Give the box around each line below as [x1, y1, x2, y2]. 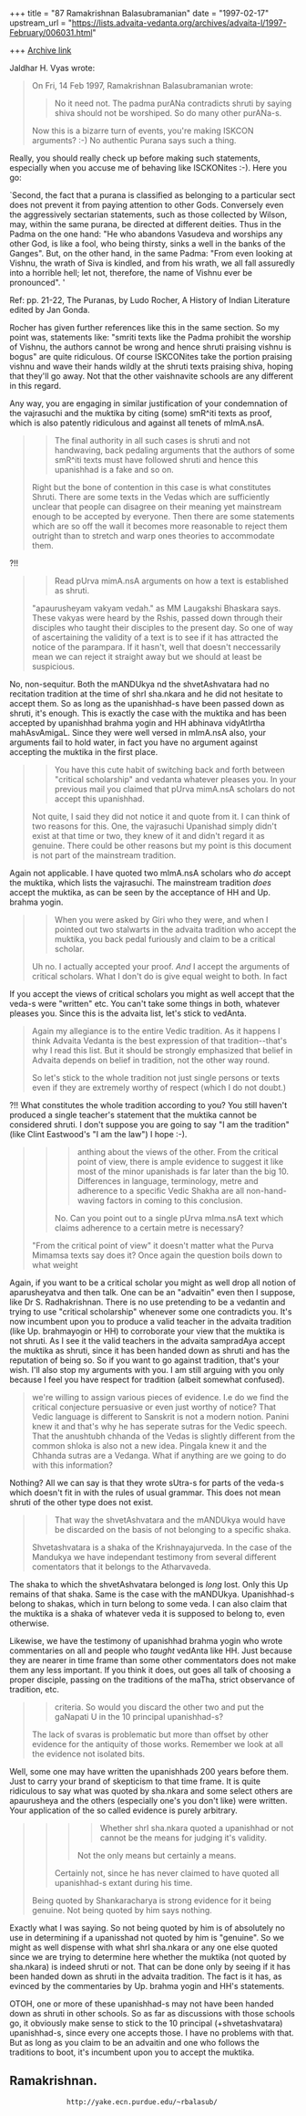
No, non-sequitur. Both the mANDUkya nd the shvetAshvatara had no [9, 679, 270, 689]
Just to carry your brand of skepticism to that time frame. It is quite [9, 1776, 261, 1786]
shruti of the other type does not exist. [9, 1497, 154, 1507]
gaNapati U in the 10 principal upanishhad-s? [54, 1712, 224, 1722]
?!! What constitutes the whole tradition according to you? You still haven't [9, 1100, 288, 1110]
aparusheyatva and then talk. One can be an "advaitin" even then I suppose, [9, 1287, 296, 1297]
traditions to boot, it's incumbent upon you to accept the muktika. [9, 2047, 255, 2058]
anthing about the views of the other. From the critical [76, 1147, 279, 1158]
